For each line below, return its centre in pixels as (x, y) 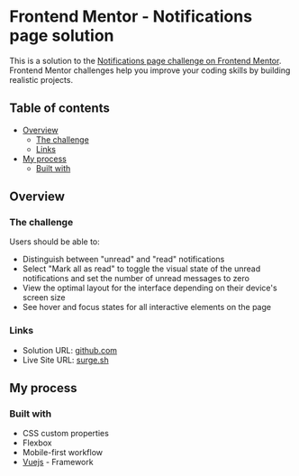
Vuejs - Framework (58, 462)
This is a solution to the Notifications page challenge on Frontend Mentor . (145, 60)
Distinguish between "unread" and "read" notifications (123, 260)
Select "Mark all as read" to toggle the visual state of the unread (141, 269)
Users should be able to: (55, 242)
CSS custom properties (66, 434)
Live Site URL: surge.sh (66, 360)
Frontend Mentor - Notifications (131, 17)
